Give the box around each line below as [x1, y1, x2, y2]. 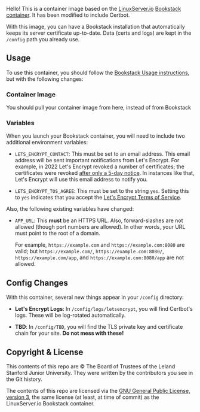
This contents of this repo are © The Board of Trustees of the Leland [6, 363, 176, 370]
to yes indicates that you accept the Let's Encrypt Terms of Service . [14, 194, 182, 201]
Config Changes [6, 278, 69, 288]
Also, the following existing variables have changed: [6, 205, 134, 213]
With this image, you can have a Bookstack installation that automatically [6, 23, 185, 30]
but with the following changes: [6, 75, 84, 83]
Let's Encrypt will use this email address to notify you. [14, 176, 148, 183]
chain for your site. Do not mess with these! [14, 329, 124, 337]
